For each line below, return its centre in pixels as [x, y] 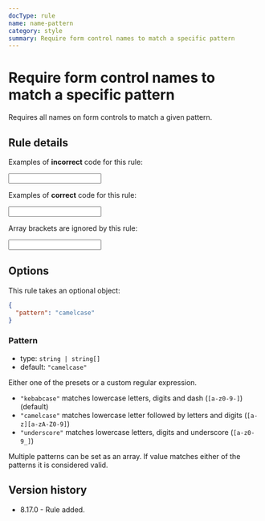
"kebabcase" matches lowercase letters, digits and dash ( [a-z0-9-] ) [131, 398]
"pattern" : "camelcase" [55, 313]
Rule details [38, 143]
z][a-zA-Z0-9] [43, 424]
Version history [48, 490]
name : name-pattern [41, 23]
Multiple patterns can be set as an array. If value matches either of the [124, 456]
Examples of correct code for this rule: [72, 195]
